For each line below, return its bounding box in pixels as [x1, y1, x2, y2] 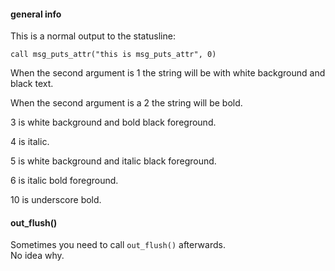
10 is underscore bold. [10, 194, 102, 206]
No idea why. [10, 250, 65, 262]
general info [10, 8, 62, 20]
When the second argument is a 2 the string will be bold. [10, 97, 243, 109]
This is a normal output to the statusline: [10, 30, 176, 42]
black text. [10, 78, 54, 90]
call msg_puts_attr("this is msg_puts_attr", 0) [10, 50, 217, 60]
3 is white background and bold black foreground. [10, 116, 217, 129]
